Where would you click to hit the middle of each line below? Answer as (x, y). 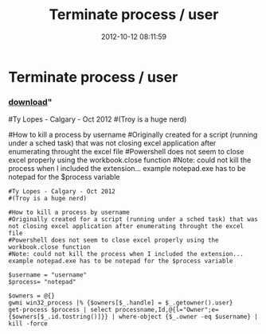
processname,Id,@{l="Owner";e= (167, 310)
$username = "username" (48, 275)
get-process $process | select (60, 310)
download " (30, 102)
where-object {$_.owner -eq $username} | (188, 317)
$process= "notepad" (43, 282)
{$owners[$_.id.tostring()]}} (59, 317)
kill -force (28, 324)
